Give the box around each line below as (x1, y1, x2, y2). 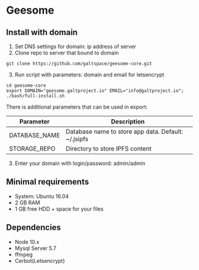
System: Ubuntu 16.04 (14, 192, 69, 199)
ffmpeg (14, 250, 33, 258)
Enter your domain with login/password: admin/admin (14, 160, 146, 167)
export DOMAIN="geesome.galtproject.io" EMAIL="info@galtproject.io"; (6, 88, 184, 94)
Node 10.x (14, 238, 40, 245)
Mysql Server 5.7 (14, 244, 56, 252)
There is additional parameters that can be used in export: (6, 103, 148, 110)
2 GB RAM (14, 199, 40, 206)
